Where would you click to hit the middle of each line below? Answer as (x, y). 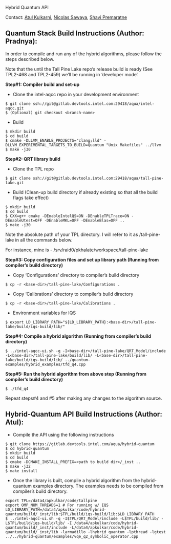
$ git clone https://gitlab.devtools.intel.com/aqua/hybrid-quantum (80, 444)
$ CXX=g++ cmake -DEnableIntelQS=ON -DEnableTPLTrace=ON (67, 216)
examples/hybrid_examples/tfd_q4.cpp (46, 364)
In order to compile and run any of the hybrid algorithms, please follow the (84, 54)
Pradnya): (21, 41)
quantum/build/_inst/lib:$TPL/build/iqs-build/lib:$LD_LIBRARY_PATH (80, 514)
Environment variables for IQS (44, 313)
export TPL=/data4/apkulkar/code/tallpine (51, 501)
